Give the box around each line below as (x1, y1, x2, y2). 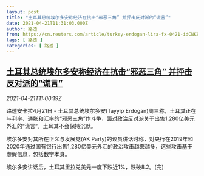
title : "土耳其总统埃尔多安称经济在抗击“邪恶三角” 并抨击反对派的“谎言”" (6, 15, 171, 21)
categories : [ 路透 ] (6, 43, 59, 49)
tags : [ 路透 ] (6, 37, 43, 43)
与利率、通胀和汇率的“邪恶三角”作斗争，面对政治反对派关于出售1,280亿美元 (6, 115, 195, 122)
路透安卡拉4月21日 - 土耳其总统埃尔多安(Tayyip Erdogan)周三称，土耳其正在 (6, 107, 197, 114)
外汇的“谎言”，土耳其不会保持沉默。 (6, 122, 97, 129)
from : (6, 32, 20, 38)
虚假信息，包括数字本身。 (6, 150, 70, 158)
